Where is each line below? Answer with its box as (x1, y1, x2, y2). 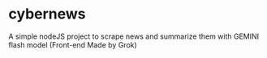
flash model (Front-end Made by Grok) (8, 39, 138, 49)
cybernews (8, 5, 87, 23)
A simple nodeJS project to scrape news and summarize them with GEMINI (8, 31, 260, 41)
